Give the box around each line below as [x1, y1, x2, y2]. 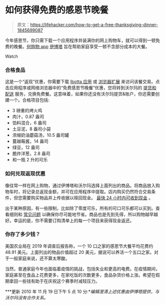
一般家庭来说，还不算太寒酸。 [9, 255, 70, 261]
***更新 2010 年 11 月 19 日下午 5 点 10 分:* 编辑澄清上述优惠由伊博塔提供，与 [5, 288, 160, 294]
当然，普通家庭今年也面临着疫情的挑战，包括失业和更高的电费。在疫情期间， [5, 266, 160, 272]
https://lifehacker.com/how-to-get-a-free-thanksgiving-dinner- [30, 22, 158, 28]
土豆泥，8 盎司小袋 [12, 126, 51, 132]
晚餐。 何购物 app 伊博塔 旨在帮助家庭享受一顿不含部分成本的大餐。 [13, 43, 150, 49]
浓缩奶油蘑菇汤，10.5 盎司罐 [12, 132, 70, 138]
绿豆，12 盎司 [12, 145, 40, 151]
